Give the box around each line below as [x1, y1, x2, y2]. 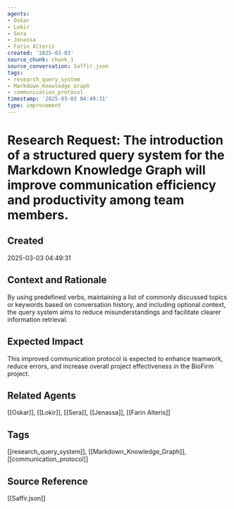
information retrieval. [7, 315, 68, 324]
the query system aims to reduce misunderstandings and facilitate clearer [7, 308, 222, 316]
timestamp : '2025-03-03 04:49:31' [7, 96, 109, 103]
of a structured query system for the [7, 147, 225, 163]
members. [7, 207, 69, 223]
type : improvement [7, 102, 61, 109]
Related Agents [7, 389, 76, 401]
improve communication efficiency [7, 177, 216, 194]
